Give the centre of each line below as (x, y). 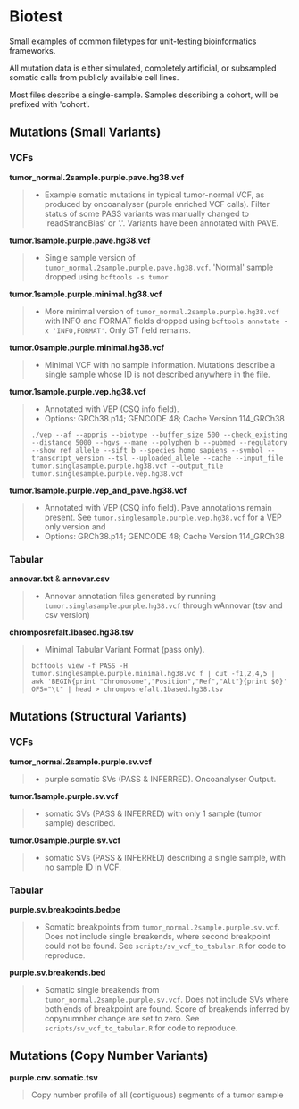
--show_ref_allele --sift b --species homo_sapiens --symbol (147, 450)
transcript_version (67, 458)
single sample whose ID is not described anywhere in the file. (157, 374)
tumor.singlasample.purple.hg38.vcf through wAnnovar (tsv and (163, 605)
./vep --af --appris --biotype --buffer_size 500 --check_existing (159, 435)
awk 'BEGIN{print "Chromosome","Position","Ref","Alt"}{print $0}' (159, 681)
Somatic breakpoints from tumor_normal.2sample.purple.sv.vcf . (162, 927)
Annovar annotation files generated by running (130, 596)
